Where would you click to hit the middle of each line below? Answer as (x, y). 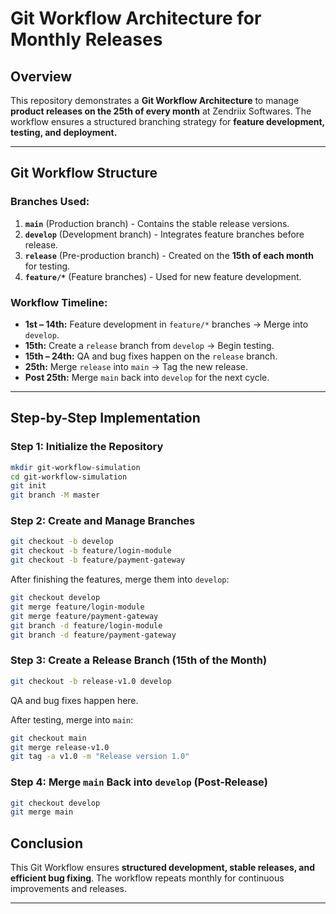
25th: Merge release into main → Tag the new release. (136, 366)
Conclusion (47, 843)
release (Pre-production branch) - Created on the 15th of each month (169, 255)
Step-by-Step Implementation (105, 418)
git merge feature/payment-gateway (84, 616)
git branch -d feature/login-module (86, 625)
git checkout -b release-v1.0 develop (91, 681)
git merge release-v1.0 (60, 747)
